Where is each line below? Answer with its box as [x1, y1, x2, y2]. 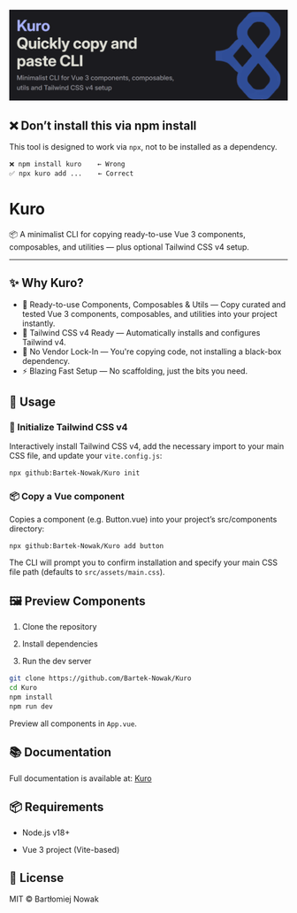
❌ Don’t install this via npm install [9, 118, 197, 133]
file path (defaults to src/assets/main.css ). [9, 567, 165, 577]
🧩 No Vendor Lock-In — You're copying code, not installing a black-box [21, 346, 282, 357]
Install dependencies [21, 638, 99, 649]
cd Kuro [9, 684, 38, 692]
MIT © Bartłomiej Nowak [9, 894, 99, 904]
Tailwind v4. [21, 337, 66, 347]
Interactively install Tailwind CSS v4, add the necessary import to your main [9, 441, 285, 452]
